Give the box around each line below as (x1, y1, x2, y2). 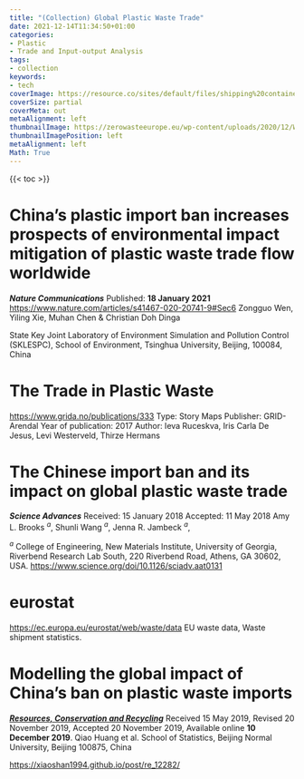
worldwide (9, 262, 91, 283)
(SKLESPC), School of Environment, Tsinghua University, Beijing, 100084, (9, 339, 283, 350)
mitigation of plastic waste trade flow (9, 243, 295, 264)
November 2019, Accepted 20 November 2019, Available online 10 (9, 722, 256, 733)
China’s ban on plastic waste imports (9, 682, 293, 703)
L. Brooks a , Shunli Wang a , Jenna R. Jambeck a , (9, 521, 191, 533)
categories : (9, 30, 54, 39)
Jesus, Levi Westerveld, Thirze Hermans (9, 430, 161, 441)
